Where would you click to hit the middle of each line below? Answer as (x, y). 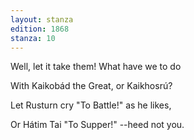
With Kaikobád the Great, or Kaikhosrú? (91, 86)
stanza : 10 (33, 38)
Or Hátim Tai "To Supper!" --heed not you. (97, 125)
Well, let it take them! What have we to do (96, 67)
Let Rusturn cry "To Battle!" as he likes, (91, 105)
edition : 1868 (40, 29)
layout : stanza (42, 19)
